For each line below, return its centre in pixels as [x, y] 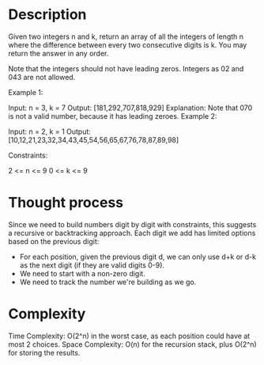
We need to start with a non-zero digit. [83, 273]
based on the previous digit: [54, 241]
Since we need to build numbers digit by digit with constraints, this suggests [132, 224]
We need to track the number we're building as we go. [108, 282]
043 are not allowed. [42, 77]
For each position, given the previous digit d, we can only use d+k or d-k [138, 257]
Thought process [66, 203]
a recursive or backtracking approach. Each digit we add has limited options [132, 233]
